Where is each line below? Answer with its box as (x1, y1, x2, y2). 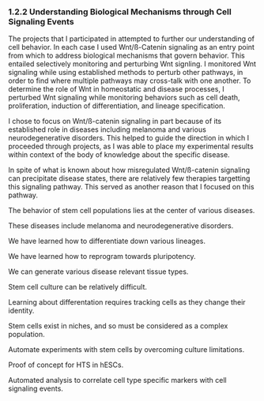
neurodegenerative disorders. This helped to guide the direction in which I (8, 133, 250, 143)
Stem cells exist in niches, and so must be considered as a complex (8, 321, 228, 331)
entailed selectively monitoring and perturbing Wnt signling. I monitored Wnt (8, 59, 257, 69)
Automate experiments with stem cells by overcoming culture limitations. (8, 345, 245, 354)
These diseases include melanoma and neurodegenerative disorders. (8, 221, 234, 230)
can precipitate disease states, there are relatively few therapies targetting (8, 174, 251, 183)
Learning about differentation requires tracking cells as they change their (8, 298, 247, 307)
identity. (8, 306, 35, 316)
